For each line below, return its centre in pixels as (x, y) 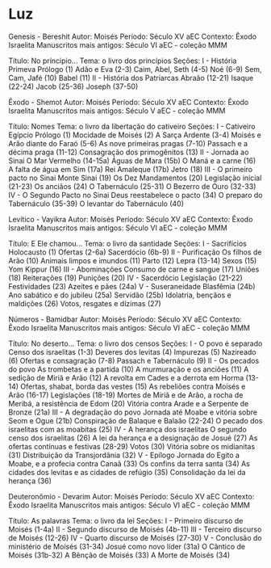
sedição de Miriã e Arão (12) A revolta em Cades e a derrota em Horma (126, 377)
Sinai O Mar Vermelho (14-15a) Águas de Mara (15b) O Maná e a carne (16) (132, 160)
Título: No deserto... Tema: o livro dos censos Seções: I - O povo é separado (135, 343)
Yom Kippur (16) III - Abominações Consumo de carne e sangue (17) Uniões (134, 269)
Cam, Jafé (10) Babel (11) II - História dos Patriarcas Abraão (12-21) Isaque (131, 78)
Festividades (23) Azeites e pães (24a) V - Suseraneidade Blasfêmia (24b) (132, 286)
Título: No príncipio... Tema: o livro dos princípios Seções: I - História (123, 61)
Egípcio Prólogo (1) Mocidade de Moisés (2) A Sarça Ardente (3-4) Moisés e (135, 135)
